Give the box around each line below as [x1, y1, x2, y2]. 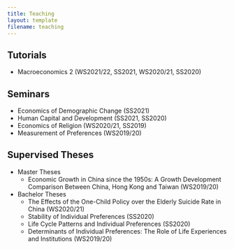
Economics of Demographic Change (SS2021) [17, 106, 150, 115]
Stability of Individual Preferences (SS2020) [27, 212, 155, 220]
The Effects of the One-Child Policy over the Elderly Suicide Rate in [27, 197, 221, 206]
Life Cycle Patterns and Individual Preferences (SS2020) [27, 220, 191, 228]
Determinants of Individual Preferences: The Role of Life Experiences [27, 227, 227, 235]
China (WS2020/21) [27, 204, 85, 213]
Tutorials [7, 49, 47, 61]
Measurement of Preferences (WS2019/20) [17, 129, 142, 137]
